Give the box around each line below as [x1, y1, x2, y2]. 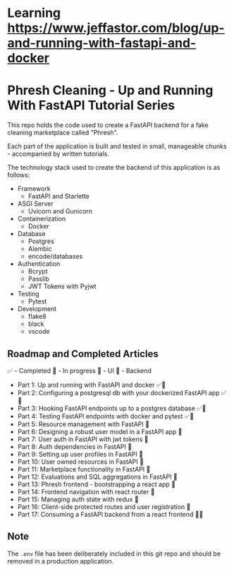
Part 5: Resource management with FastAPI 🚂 [17, 419, 150, 428]
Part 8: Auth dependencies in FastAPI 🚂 [17, 442, 133, 450]
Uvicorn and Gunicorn [27, 207, 93, 216]
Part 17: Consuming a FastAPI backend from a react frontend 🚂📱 [17, 510, 204, 518]
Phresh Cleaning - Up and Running [7, 83, 214, 98]
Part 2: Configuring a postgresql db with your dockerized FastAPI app [17, 388, 220, 397]
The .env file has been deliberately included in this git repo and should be [7, 549, 221, 558]
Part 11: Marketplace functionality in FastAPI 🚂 [17, 465, 151, 473]
